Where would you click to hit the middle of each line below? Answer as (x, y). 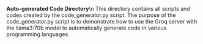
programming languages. (38, 34)
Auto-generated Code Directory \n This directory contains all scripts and (98, 9)
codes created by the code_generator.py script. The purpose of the (91, 15)
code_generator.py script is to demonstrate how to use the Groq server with (102, 21)
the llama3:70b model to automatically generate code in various (87, 28)
